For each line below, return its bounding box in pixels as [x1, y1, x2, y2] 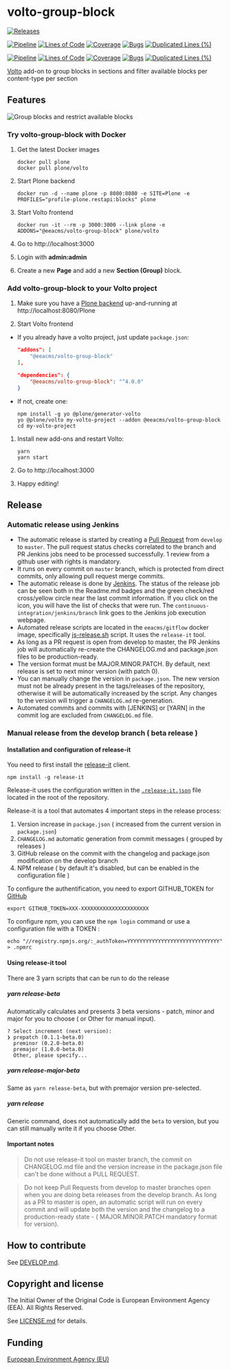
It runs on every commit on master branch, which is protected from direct [16, 565, 224, 573]
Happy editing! [16, 479, 59, 488]
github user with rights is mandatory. [16, 557, 122, 565]
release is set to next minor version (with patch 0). [16, 667, 160, 676]
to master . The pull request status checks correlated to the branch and [16, 543, 217, 551]
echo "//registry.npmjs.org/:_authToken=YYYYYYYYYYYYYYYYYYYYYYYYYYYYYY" [7, 938, 223, 945]
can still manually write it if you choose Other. [7, 1124, 136, 1132]
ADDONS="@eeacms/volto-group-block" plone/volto [16, 228, 159, 235]
